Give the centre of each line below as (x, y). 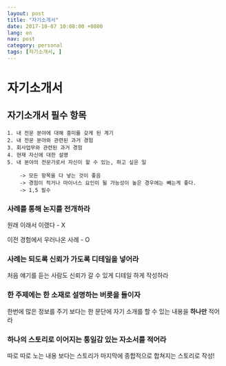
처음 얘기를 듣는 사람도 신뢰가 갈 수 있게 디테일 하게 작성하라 (88, 275)
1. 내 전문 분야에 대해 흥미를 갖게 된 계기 (60, 133)
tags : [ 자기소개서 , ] (34, 52)
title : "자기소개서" (33, 20)
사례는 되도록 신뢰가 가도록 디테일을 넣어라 (73, 259)
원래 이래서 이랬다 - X (36, 225)
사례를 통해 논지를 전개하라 (49, 208)
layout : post (26, 13)
